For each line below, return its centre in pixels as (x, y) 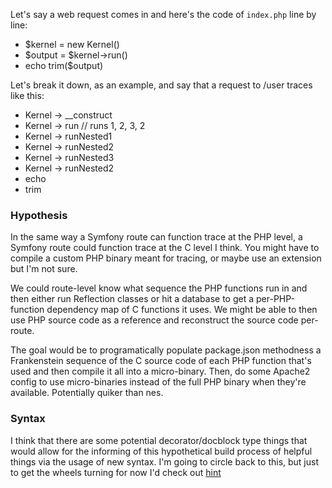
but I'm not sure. (44, 269)
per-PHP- (275, 299)
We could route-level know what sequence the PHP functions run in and (159, 288)
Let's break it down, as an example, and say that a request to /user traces (161, 85)
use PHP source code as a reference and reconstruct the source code (154, 320)
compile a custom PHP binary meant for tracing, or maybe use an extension (166, 258)
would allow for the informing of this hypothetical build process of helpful (161, 451)
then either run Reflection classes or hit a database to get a (132, 299)
